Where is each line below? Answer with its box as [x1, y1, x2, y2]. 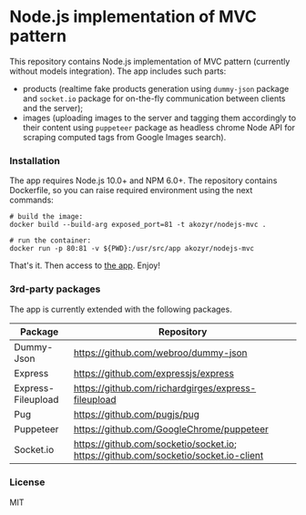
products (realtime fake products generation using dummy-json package [22, 83, 290, 94]
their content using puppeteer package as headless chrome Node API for [22, 121, 296, 133]
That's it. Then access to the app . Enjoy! [9, 260, 161, 271]
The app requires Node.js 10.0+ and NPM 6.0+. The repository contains [9, 175, 278, 186]
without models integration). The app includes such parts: [9, 66, 227, 77]
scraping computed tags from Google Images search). [22, 131, 227, 142]
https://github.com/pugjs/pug [73, 407, 200, 420]
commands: [9, 194, 55, 206]
